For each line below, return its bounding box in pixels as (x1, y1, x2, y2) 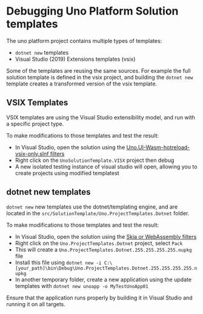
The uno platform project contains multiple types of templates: (6, 37, 162, 44)
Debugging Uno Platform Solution (6, 4, 179, 18)
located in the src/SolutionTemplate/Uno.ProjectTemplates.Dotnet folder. (6, 209, 190, 216)
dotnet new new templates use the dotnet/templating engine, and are (6, 203, 178, 210)
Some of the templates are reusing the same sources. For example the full (6, 67, 191, 74)
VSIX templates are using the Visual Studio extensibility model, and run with (6, 113, 196, 121)
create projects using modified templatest (15, 169, 119, 176)
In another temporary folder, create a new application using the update (15, 276, 192, 283)
